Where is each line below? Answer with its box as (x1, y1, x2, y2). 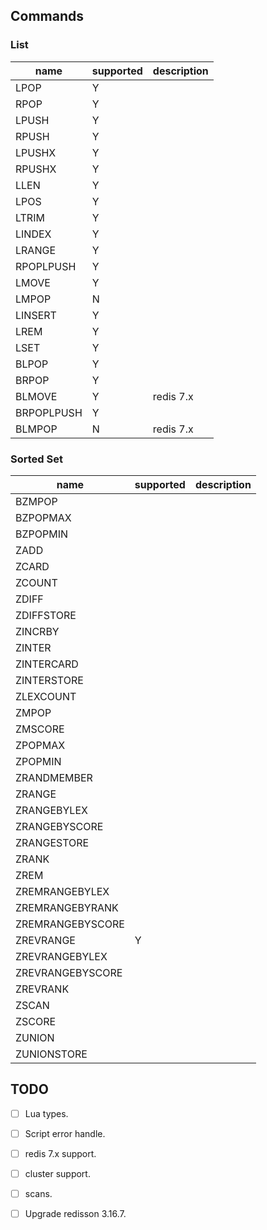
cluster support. (24, 1167, 91, 1179)
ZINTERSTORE (15, 673, 84, 687)
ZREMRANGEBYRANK (15, 900, 119, 914)
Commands (10, 8, 85, 25)
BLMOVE (15, 389, 58, 403)
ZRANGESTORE (15, 835, 90, 849)
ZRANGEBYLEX (15, 803, 88, 817)
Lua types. (24, 1107, 69, 1119)
